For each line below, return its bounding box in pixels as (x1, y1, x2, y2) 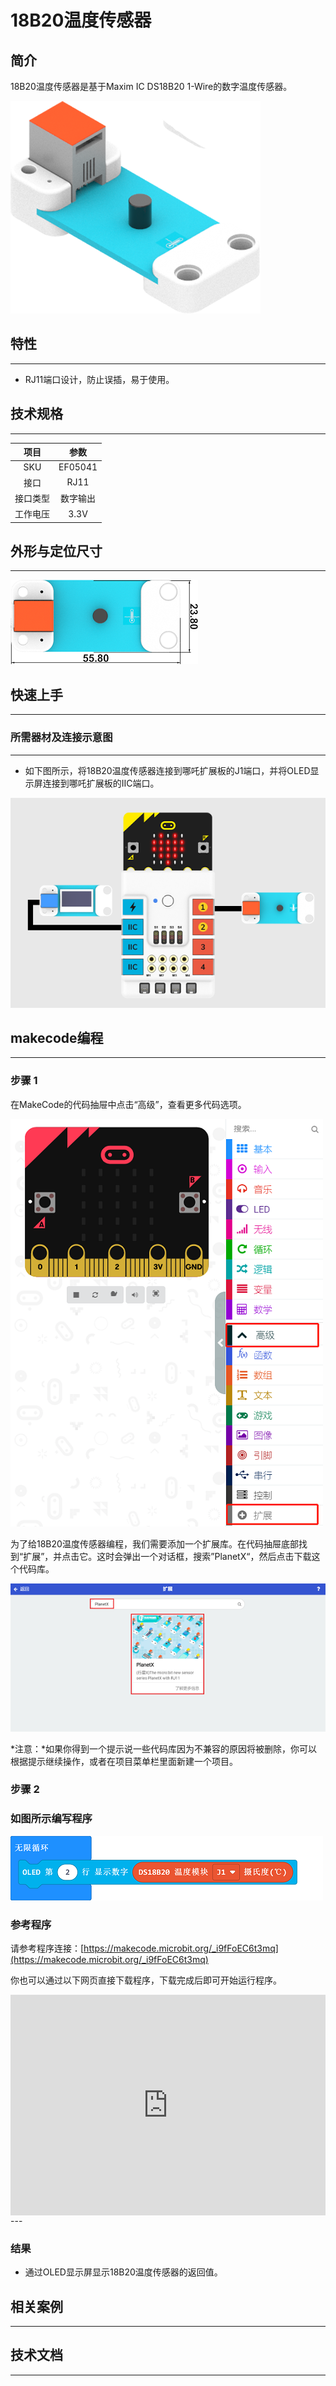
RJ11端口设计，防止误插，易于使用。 (24, 373, 175, 385)
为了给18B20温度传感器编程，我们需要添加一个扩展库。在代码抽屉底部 (10, 1537, 299, 1550)
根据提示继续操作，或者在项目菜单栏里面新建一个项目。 (10, 1755, 238, 1767)
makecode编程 (10, 1029, 104, 1046)
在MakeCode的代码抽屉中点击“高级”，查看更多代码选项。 (10, 1098, 247, 1110)
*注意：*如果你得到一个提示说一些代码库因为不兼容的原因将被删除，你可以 (10, 1742, 318, 1755)
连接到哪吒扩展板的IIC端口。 (42, 777, 160, 789)
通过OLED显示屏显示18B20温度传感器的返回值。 (24, 2266, 223, 2278)
